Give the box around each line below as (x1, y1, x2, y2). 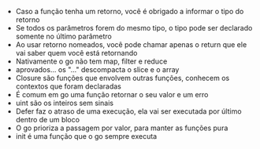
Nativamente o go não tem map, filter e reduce (15, 56, 168, 66)
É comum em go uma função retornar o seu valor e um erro (15, 90, 209, 99)
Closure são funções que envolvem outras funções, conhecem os (15, 74, 230, 82)
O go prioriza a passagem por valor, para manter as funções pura (15, 123, 228, 133)
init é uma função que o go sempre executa (15, 132, 158, 140)
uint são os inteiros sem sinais (15, 98, 114, 107)
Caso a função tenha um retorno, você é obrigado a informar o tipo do (15, 7, 244, 16)
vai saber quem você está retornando (15, 49, 138, 57)
